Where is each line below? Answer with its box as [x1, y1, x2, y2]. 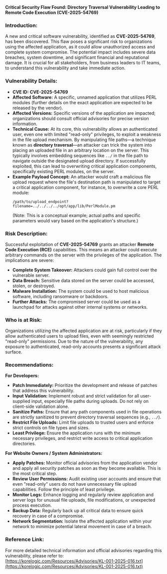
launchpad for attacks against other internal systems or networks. [12, 304, 148, 310]
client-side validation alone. [12, 403, 69, 409]
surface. [5, 349, 22, 355]
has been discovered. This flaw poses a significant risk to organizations [5, 38, 153, 44]
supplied [12, 398, 31, 404]
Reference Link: [5, 536, 44, 543]
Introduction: [5, 22, 38, 29]
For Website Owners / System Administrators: [5, 450, 103, 456]
